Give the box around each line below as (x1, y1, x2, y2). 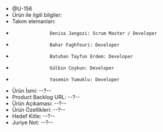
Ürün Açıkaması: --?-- (11, 100, 67, 107)
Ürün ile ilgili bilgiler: (11, 11, 62, 19)
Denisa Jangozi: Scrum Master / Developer (50, 30, 158, 36)
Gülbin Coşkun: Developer (50, 65, 114, 71)
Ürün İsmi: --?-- (11, 87, 52, 94)
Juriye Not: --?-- (11, 119, 53, 126)
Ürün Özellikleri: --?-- (11, 106, 66, 113)
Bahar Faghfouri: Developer (50, 42, 120, 48)
